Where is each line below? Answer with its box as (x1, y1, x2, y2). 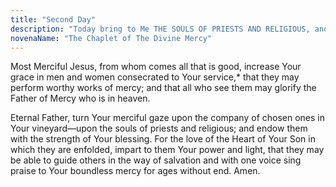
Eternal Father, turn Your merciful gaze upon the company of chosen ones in (10, 112, 325, 124)
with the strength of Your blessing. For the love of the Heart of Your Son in (10, 133, 316, 145)
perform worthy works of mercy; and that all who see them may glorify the (10, 82, 317, 94)
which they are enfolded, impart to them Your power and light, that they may (10, 144, 325, 156)
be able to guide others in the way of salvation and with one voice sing (10, 154, 302, 166)
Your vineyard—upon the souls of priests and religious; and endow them (10, 122, 308, 135)
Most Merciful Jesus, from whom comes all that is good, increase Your (10, 61, 302, 73)
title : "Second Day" (10, 14, 97, 25)
